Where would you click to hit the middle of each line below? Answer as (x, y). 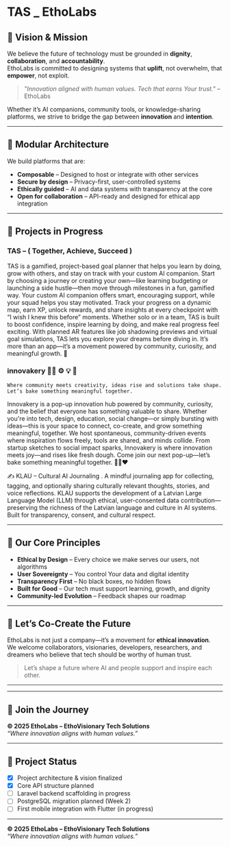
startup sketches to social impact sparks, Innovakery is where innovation (110, 447)
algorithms (32, 567)
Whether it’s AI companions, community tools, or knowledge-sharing (104, 109)
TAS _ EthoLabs (52, 12)
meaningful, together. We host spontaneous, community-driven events (107, 433)
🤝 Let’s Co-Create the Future (69, 624)
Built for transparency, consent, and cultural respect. (81, 515)
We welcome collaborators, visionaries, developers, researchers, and (105, 648)
